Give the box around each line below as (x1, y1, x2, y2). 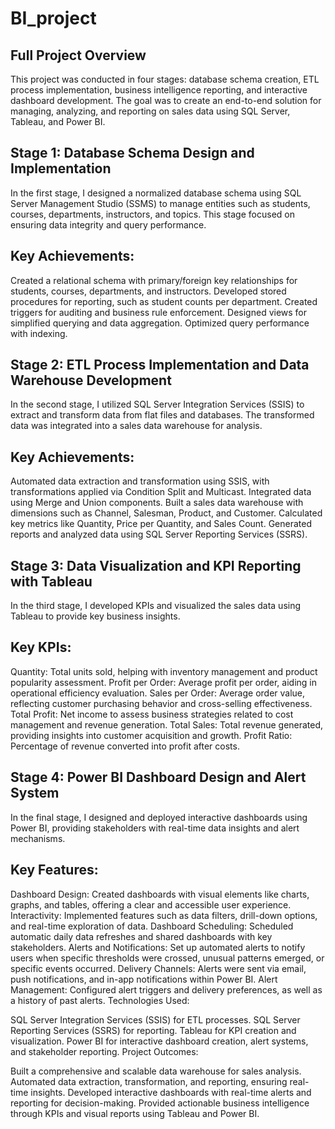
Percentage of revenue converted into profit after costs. (10, 740, 240, 752)
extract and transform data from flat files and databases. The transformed (10, 409, 315, 421)
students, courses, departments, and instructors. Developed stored (10, 285, 287, 297)
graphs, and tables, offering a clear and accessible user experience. (10, 898, 292, 911)
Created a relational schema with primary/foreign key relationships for (10, 274, 298, 286)
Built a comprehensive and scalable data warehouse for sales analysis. (10, 1065, 302, 1077)
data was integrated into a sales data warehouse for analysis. (10, 420, 263, 432)
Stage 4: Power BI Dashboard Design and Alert (10, 769, 307, 786)
